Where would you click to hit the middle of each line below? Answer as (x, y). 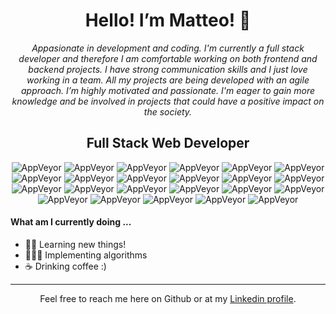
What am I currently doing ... (71, 222)
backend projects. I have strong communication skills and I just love (168, 69)
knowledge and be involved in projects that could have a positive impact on (168, 101)
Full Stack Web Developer (168, 143)
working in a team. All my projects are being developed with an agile (168, 80)
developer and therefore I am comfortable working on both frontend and (168, 58)
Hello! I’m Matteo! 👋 (168, 20)
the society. (168, 111)
